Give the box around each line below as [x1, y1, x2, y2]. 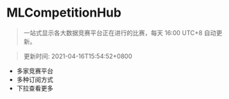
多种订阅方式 [16, 75, 53, 84]
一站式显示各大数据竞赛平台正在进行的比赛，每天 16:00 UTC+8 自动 [23, 28, 217, 37]
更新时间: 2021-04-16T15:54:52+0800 [23, 52, 133, 60]
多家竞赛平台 [16, 66, 53, 75]
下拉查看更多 [16, 84, 53, 92]
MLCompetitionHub [6, 5, 122, 21]
